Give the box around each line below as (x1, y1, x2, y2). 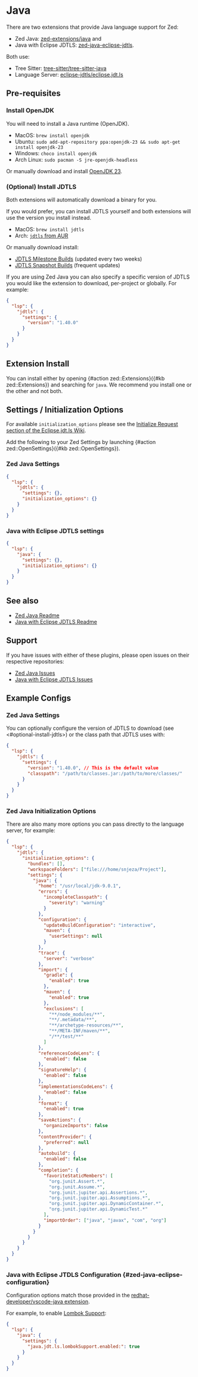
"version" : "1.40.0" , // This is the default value (27, 765, 159, 771)
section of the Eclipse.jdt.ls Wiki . (6, 427, 86, 434)
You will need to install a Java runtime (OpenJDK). (6, 120, 129, 127)
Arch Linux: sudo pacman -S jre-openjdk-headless (14, 156, 138, 163)
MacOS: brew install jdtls (14, 225, 85, 232)
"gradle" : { (44, 972, 73, 979)
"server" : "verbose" (44, 955, 95, 962)
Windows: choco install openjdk (14, 149, 97, 156)
